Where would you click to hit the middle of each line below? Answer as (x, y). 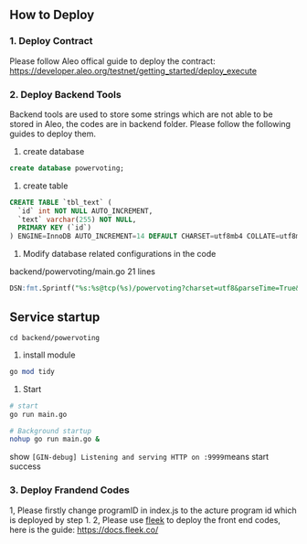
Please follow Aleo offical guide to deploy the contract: (113, 61)
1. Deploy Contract (51, 41)
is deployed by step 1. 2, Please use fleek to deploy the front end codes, (145, 519)
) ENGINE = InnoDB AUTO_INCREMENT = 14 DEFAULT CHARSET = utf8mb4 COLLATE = (145, 237)
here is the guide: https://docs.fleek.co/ (84, 529)
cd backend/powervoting (55, 337)
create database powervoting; (67, 168)
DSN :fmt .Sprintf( (42, 288)
